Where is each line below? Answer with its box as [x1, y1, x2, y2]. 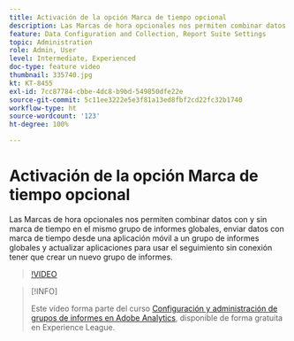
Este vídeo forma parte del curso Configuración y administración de [30, 303, 278, 314]
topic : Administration [9, 37, 93, 47]
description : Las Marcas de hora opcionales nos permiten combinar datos [9, 21, 287, 30]
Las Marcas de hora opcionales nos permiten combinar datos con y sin [9, 213, 268, 224]
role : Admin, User [9, 46, 77, 55]
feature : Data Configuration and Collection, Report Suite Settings [9, 29, 267, 38]
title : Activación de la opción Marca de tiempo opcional [9, 12, 227, 22]
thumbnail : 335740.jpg [9, 71, 93, 80]
